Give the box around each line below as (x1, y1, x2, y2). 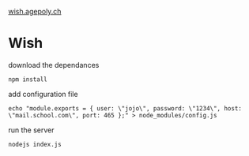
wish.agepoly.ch (8, 7, 62, 16)
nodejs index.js (8, 140, 62, 148)
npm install (8, 75, 47, 84)
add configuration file (8, 89, 78, 98)
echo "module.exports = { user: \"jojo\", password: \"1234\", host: (8, 104, 243, 113)
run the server (8, 125, 55, 135)
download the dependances (8, 60, 100, 69)
